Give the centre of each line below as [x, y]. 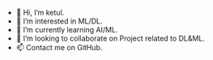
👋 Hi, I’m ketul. [40, 13]
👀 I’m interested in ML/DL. [59, 21]
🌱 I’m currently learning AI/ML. [67, 30]
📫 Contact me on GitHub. [59, 47]
